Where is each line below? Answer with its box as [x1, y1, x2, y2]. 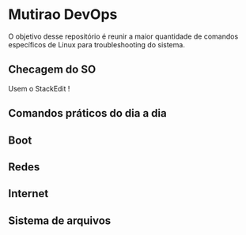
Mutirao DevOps [8, 6, 118, 24]
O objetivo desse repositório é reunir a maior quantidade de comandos [8, 32, 239, 41]
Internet [8, 187, 49, 200]
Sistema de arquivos [8, 214, 112, 227]
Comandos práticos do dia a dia [8, 106, 168, 120]
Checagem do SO [8, 63, 97, 76]
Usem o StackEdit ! [8, 84, 70, 93]
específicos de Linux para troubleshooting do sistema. [8, 39, 186, 49]
